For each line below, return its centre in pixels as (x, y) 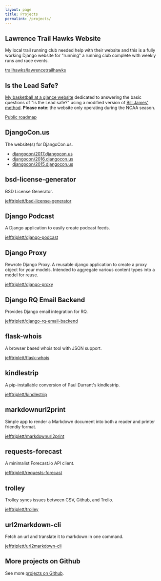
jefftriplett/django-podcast (32, 237)
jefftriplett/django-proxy (29, 285)
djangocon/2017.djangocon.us (42, 154)
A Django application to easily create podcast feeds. (58, 228)
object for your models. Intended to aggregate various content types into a (80, 270)
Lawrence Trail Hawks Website (53, 38)
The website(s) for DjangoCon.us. (39, 144)
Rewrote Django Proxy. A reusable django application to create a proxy (76, 265)
